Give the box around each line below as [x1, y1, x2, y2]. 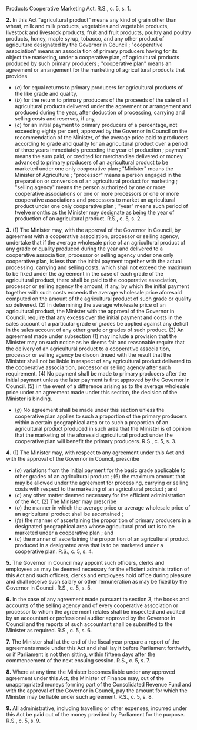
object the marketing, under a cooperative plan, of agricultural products [6, 54, 180, 61]
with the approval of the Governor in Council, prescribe [6, 456, 140, 462]
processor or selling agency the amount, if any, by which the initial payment [6, 283, 189, 290]
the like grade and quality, [14, 91, 78, 97]
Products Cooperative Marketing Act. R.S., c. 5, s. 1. [6, 5, 131, 12]
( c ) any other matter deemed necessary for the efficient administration [14, 492, 186, 498]
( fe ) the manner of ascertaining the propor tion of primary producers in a [14, 517, 191, 524]
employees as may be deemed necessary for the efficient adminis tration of [6, 565, 189, 572]
